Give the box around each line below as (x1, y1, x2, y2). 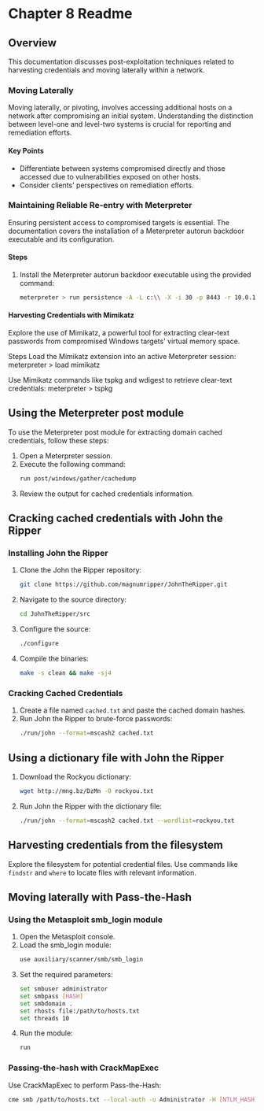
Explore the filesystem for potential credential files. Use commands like (8, 859, 238, 868)
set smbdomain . (19, 999, 73, 1008)
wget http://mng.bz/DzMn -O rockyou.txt (19, 787, 154, 795)
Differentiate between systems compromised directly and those (19, 163, 225, 173)
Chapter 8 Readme (8, 5, 133, 23)
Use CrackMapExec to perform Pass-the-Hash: (8, 1080, 162, 1090)
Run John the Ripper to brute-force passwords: (19, 714, 173, 724)
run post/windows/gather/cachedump (19, 474, 137, 483)
